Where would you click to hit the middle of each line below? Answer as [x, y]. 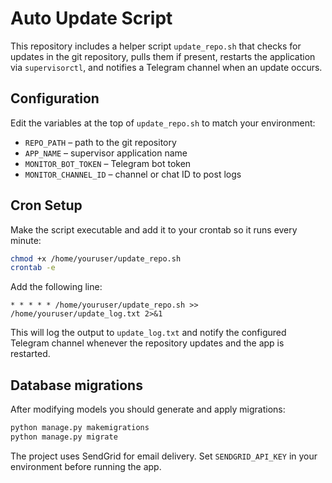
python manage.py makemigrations [80, 428]
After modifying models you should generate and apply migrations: [148, 409]
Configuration [55, 98]
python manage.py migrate [64, 437]
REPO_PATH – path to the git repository [100, 142]
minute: [26, 240]
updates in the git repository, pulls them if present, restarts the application [163, 56]
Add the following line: [56, 287]
